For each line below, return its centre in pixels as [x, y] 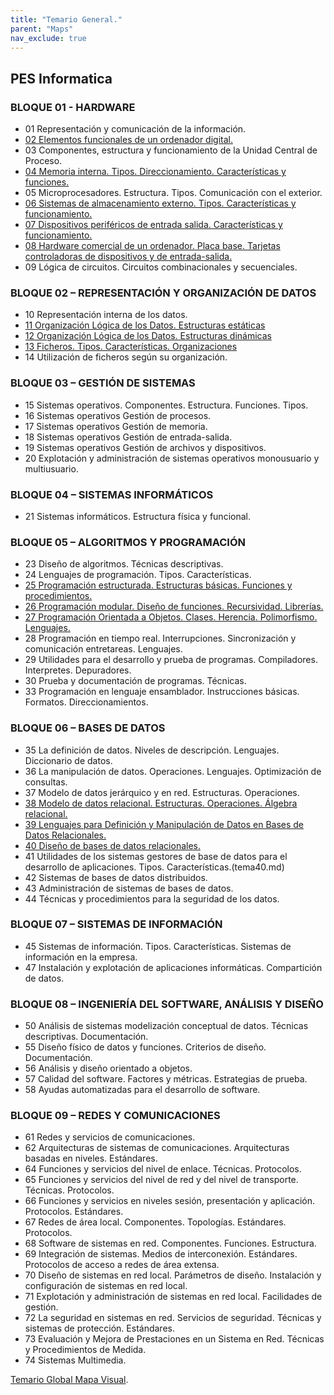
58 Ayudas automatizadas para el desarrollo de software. [142, 1090]
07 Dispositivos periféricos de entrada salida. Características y [153, 225]
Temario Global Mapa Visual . [69, 1380]
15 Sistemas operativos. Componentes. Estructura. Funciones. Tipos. [166, 405]
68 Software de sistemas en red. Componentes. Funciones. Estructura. [170, 1243]
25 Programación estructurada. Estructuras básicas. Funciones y [158, 585]
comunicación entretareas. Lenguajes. [103, 649]
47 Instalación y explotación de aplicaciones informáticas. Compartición [173, 967]
